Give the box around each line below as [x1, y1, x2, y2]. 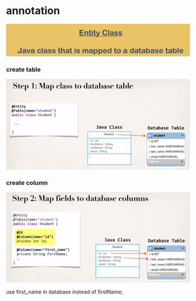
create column [6, 179, 48, 187]
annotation [6, 4, 60, 18]
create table [6, 65, 41, 74]
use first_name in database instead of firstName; [6, 288, 124, 295]
